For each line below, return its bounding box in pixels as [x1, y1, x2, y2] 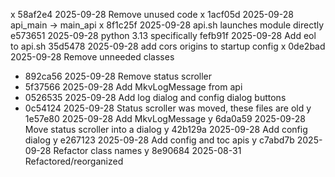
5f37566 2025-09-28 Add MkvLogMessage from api [24, 81, 243, 93]
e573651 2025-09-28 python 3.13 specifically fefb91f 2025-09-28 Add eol [10, 30, 317, 41]
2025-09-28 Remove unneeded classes [10, 51, 175, 63]
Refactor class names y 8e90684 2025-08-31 [53, 145, 242, 156]
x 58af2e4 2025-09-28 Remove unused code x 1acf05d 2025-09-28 [10, 9, 294, 20]
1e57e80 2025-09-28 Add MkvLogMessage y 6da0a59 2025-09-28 [24, 113, 306, 124]
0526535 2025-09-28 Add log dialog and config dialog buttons [24, 92, 287, 103]
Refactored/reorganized [24, 155, 124, 167]
